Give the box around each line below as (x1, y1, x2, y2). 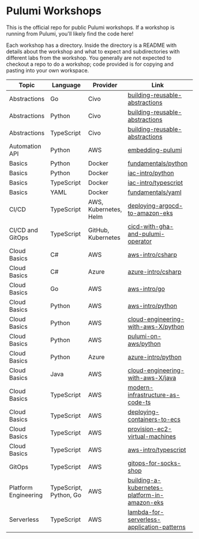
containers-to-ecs (127, 415, 181, 423)
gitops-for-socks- (127, 459, 181, 467)
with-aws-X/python (127, 322, 185, 331)
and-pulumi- (127, 230, 165, 238)
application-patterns (127, 522, 186, 531)
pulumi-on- (127, 332, 162, 340)
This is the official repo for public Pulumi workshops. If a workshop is (6, 24, 175, 31)
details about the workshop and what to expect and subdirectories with (6, 47, 180, 55)
